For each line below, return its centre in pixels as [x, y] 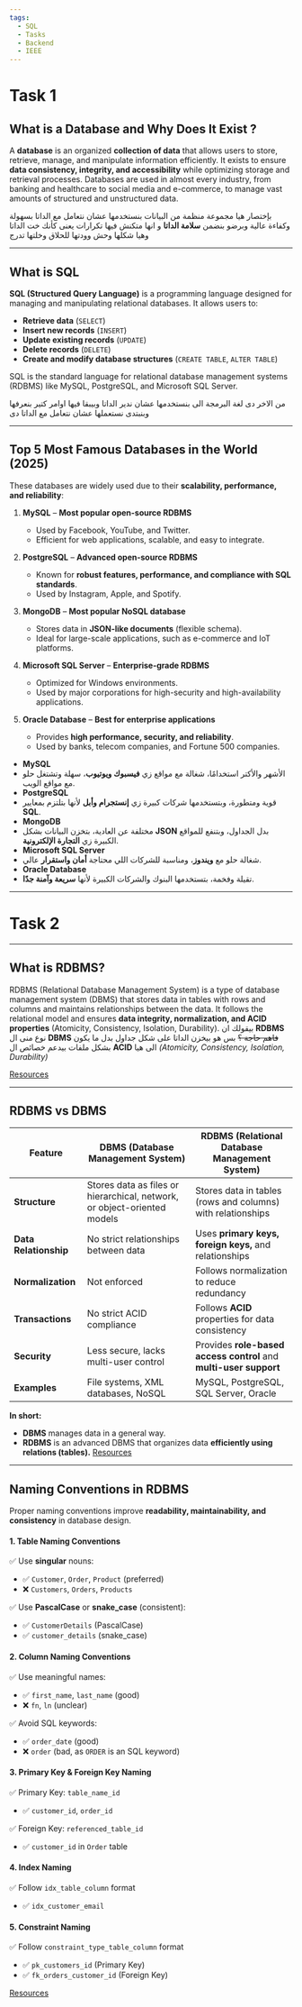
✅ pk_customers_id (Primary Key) [84, 1965]
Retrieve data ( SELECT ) [64, 320]
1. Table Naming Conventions [65, 1541]
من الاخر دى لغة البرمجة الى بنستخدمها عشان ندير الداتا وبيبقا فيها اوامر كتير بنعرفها [147, 403]
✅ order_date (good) [61, 1741]
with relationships [233, 1213]
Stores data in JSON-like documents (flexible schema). [139, 628]
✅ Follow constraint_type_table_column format [97, 1947]
